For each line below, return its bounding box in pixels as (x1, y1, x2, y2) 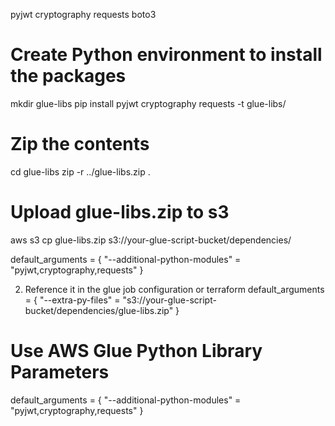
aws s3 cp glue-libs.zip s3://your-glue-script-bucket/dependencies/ (10, 234, 292, 246)
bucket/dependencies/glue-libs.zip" (24, 304, 174, 316)
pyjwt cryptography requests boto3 (10, 9, 157, 20)
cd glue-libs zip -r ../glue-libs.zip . (10, 165, 151, 178)
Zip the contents (10, 133, 150, 156)
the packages (10, 65, 127, 88)
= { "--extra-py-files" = (24, 294, 121, 306)
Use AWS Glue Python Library (10, 340, 263, 362)
